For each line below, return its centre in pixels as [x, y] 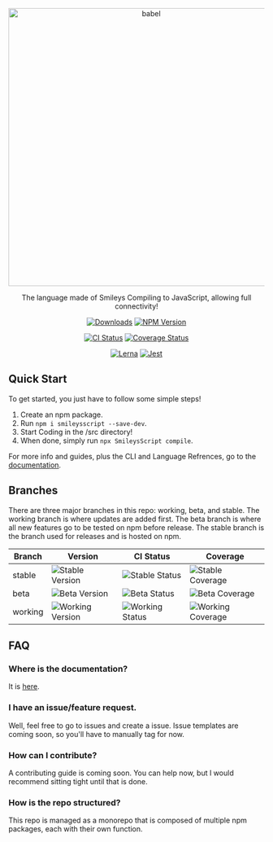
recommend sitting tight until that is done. [78, 781]
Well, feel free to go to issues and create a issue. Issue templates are [123, 726]
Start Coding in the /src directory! [76, 432]
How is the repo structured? [65, 802]
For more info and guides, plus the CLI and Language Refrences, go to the [132, 456]
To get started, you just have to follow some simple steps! [105, 398]
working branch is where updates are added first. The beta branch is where [135, 519]
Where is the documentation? [68, 669]
